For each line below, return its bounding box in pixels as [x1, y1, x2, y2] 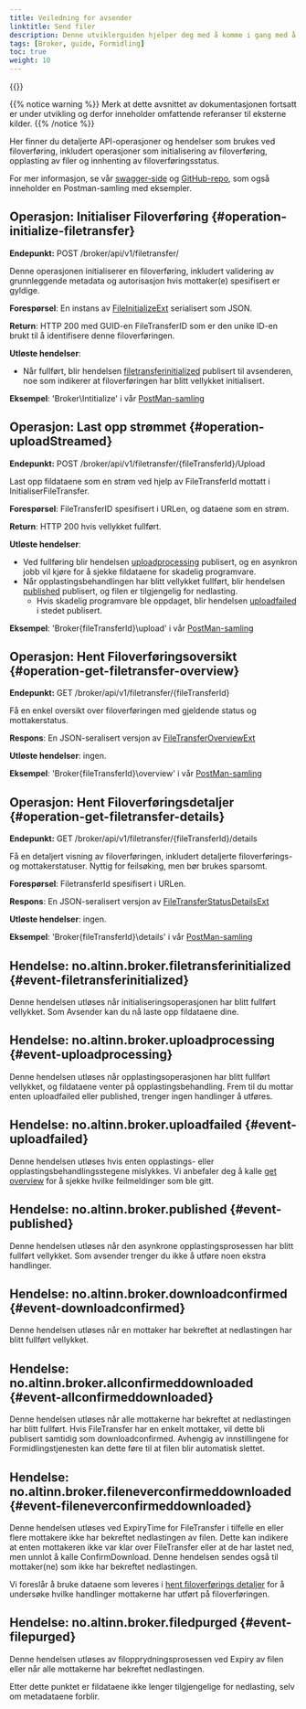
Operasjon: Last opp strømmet [9, 420, 187, 435]
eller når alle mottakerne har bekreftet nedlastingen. [9, 1663, 206, 1674]
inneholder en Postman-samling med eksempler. [9, 183, 192, 193]
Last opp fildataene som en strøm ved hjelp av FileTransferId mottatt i [9, 475, 271, 486]
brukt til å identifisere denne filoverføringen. [9, 330, 175, 341]
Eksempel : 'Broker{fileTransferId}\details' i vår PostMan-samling [9, 932, 253, 943]
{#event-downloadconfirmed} [9, 1300, 185, 1316]
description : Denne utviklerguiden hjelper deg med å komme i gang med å [9, 30, 297, 39]
